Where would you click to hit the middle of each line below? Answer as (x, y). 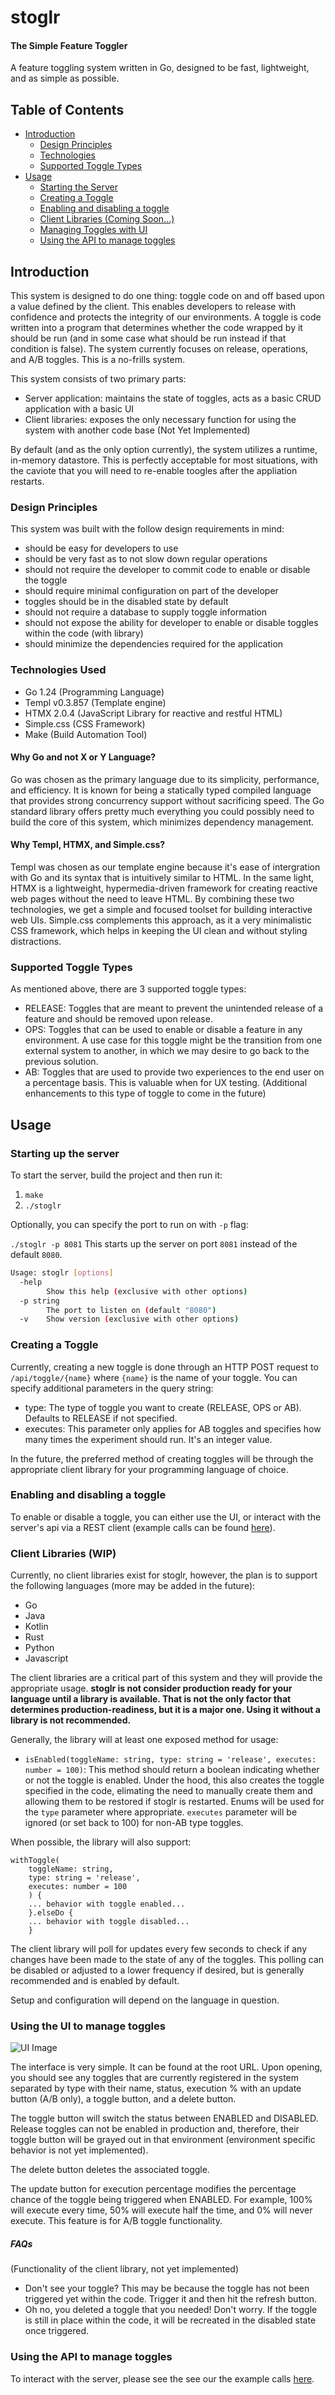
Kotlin (36, 1627)
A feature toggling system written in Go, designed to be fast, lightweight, (160, 68)
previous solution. (61, 1062)
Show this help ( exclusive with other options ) (147, 1291)
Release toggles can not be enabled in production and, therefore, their (155, 2129)
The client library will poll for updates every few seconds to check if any (159, 1949)
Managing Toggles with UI (93, 230)
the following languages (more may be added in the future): (133, 1586)
